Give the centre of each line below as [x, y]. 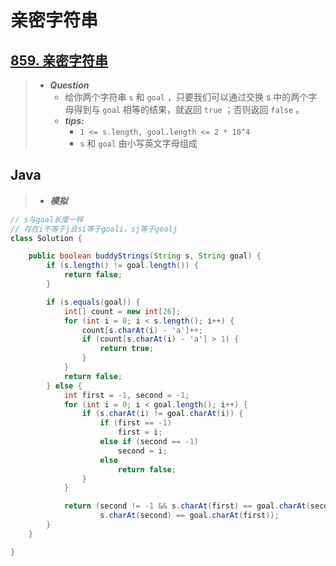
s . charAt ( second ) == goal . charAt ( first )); [189, 516]
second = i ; [142, 451]
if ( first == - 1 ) [135, 423]
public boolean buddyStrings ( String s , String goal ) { [145, 256]
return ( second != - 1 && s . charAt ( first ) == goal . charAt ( [187, 506]
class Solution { [46, 238]
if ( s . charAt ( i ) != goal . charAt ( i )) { [162, 414]
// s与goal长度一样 [47, 219]
